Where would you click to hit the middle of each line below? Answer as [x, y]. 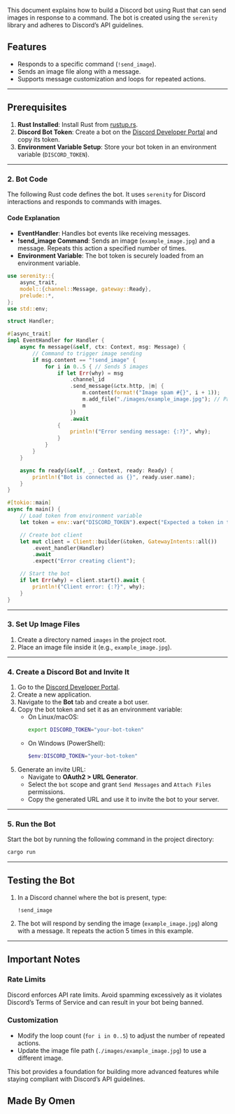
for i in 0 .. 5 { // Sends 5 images [97, 367]
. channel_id [87, 380]
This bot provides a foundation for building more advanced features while [113, 1071]
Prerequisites [37, 108]
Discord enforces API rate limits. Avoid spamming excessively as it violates [115, 995]
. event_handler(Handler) [69, 548]
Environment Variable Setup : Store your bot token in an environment [117, 147]
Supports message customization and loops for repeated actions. [112, 79]
